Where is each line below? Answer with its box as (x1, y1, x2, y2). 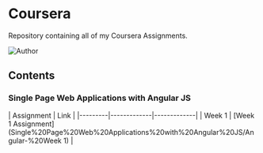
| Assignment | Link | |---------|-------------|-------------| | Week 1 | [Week (8, 110, 255, 120)
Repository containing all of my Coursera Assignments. (8, 31, 188, 40)
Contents (8, 69, 55, 83)
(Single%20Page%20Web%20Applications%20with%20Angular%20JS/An (8, 127, 255, 136)
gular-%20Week (8, 136, 62, 145)
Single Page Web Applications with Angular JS (8, 92, 192, 103)
